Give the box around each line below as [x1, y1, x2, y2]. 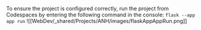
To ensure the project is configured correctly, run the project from [6, 5, 169, 12]
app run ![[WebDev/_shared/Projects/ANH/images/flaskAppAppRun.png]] [6, 18, 187, 24]
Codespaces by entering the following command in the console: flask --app [6, 11, 196, 18]
